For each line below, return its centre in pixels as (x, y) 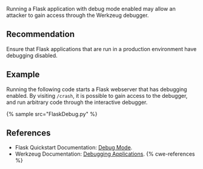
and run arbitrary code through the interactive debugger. (77, 102)
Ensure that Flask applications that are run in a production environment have (101, 49)
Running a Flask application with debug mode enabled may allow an (91, 9)
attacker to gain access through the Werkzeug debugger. (78, 15)
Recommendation (40, 34)
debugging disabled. (32, 55)
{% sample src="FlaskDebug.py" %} (52, 114)
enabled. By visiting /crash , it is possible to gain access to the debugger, (97, 95)
